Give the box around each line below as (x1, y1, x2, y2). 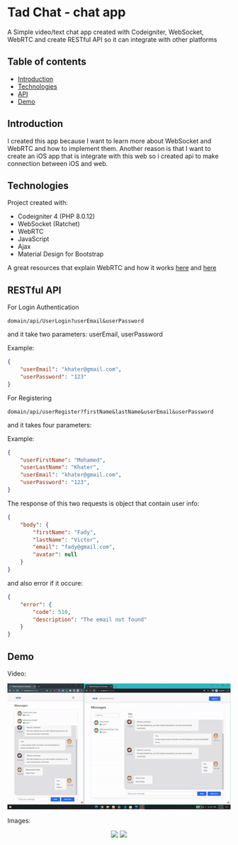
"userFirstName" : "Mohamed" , (20, 457, 106, 464)
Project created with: (7, 198, 69, 207)
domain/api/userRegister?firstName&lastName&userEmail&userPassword (7, 408, 214, 415)
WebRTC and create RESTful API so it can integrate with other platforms (7, 35, 217, 43)
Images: (7, 816, 31, 824)
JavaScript (17, 235, 50, 243)
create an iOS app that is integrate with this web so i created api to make (7, 152, 219, 160)
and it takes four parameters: (7, 420, 92, 429)
